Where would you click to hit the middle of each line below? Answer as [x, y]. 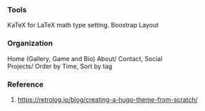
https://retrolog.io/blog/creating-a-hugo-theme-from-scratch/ [107, 99]
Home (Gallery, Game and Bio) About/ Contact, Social [85, 58]
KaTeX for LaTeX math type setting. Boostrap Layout [83, 25]
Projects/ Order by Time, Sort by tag [60, 66]
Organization [30, 44]
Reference [25, 84]
